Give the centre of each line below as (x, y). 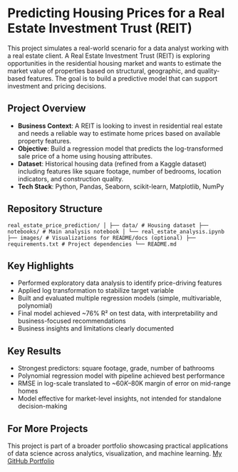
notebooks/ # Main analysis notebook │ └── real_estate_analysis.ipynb (116, 231)
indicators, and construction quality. (70, 179)
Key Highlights (41, 266)
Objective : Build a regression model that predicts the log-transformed (120, 149)
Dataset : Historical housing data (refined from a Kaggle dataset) (112, 164)
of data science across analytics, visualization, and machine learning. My (115, 453)
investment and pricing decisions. (57, 86)
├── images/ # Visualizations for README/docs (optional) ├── (102, 238)
